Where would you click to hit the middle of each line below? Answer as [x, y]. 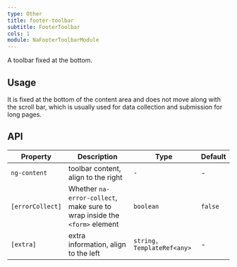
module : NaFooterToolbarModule [53, 40]
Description [97, 156]
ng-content [29, 173]
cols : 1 [19, 34]
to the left [84, 253]
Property [36, 156]
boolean [146, 206]
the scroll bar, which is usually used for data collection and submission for [115, 107]
